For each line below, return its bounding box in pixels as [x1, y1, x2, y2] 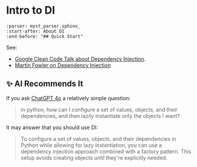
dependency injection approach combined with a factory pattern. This [20, 147, 192, 155]
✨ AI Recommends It [6, 79, 83, 89]
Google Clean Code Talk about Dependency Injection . [14, 55, 146, 62]
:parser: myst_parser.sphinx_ [6, 23, 81, 29]
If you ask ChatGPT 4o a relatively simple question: [6, 94, 131, 101]
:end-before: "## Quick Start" [6, 33, 83, 39]
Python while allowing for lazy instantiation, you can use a [20, 142, 162, 149]
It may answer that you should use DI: [6, 124, 98, 131]
